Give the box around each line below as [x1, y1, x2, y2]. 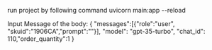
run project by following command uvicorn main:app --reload [7, 6, 186, 14]
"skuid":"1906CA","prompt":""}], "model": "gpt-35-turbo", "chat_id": [7, 27, 206, 35]
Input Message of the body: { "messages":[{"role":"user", [7, 20, 175, 27]
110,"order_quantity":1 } [7, 35, 74, 43]
